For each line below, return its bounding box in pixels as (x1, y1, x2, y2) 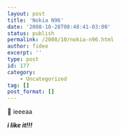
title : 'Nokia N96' (7, 17, 64, 24)
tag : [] (7, 82, 30, 89)
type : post (7, 56, 39, 63)
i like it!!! (7, 121, 33, 129)
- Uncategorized (20, 75, 68, 83)
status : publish (7, 29, 55, 37)
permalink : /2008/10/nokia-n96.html (7, 36, 114, 43)
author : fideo (7, 43, 49, 50)
